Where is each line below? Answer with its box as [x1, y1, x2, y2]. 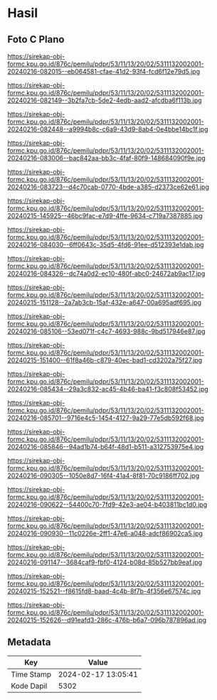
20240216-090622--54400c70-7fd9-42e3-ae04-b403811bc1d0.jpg [7, 500, 208, 509]
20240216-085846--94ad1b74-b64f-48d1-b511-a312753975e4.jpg [7, 443, 204, 451]
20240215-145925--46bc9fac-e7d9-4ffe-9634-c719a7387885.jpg [7, 212, 203, 220]
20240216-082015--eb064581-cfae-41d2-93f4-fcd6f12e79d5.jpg [7, 68, 201, 75]
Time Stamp [11, 669, 52, 679]
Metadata [7, 636, 51, 648]
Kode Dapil [11, 681, 48, 691]
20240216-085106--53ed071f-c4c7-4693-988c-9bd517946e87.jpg [7, 327, 206, 335]
